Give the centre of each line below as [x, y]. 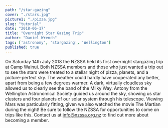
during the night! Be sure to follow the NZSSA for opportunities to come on [82, 109]
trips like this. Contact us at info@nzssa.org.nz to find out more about [77, 115]
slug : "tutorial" [23, 24]
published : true [22, 47]
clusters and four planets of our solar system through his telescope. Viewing [84, 99]
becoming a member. [27, 120]
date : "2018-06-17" [26, 29]
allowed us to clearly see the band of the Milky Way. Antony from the [76, 88]
